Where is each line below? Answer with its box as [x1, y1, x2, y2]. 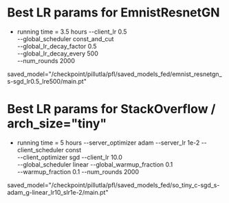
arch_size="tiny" [7, 116, 107, 132]
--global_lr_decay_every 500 [17, 49, 98, 58]
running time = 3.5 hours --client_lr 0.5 [17, 27, 127, 36]
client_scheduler [17, 145, 64, 154]
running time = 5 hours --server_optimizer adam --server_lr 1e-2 [17, 139, 200, 147]
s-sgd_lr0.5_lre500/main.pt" [7, 77, 87, 85]
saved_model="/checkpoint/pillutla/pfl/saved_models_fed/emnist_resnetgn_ [7, 70, 222, 78]
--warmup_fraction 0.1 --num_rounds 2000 [17, 167, 140, 176]
